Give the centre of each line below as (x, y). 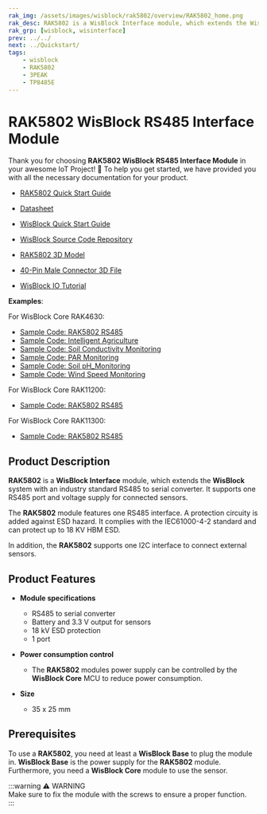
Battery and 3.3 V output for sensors (91, 622)
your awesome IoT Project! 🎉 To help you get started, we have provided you (132, 169)
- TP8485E (39, 82)
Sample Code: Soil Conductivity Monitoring (90, 349)
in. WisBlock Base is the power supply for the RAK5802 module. (114, 761)
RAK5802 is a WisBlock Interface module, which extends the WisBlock (126, 481)
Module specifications (58, 598)
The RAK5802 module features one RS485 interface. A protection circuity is (133, 513)
